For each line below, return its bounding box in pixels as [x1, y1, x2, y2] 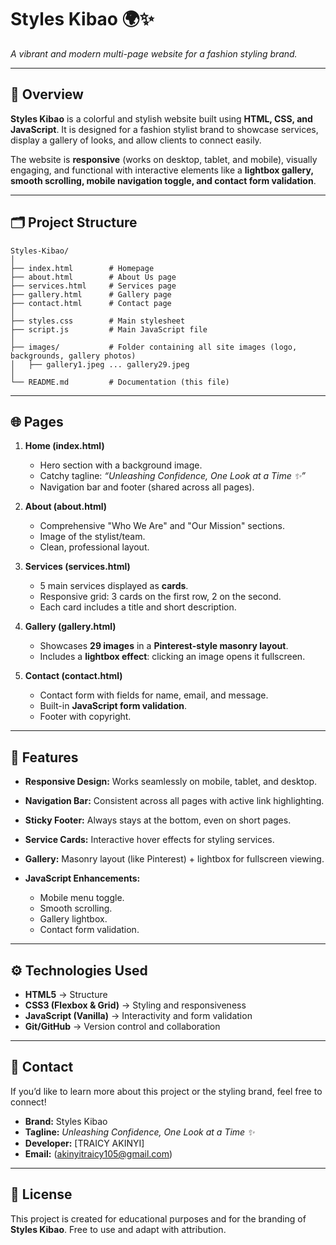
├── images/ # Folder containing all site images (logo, [10, 342, 298, 352]
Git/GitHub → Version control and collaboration [24, 1021, 221, 1032]
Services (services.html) [24, 561, 131, 573]
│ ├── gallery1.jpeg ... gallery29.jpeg [10, 359, 190, 370]
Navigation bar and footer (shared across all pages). [39, 481, 255, 493]
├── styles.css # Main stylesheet [10, 316, 186, 326]
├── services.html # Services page [10, 281, 177, 291]
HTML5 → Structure [24, 989, 108, 1000]
